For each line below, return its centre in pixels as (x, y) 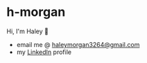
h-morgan (36, 12)
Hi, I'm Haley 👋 (28, 31)
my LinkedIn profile (44, 52)
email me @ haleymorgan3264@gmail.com (78, 44)
